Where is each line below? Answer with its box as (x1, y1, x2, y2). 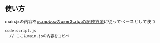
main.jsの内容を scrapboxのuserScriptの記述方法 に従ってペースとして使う (5, 19, 156, 24)
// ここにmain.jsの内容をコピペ (9, 33, 69, 38)
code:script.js (5, 28, 37, 33)
